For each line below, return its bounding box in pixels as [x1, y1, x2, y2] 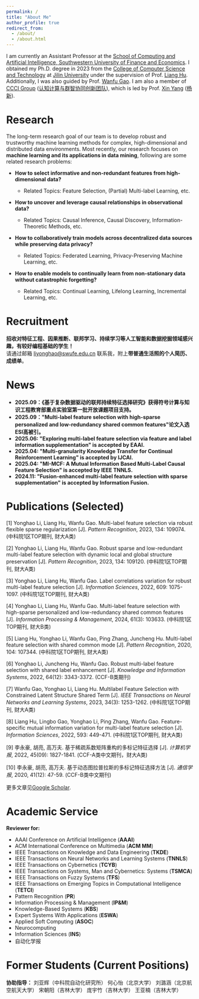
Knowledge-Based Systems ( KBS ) [14, 905, 99, 912]
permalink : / [6, 8, 38, 15]
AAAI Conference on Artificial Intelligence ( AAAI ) [14, 836, 135, 843]
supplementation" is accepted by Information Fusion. [14, 479, 149, 486]
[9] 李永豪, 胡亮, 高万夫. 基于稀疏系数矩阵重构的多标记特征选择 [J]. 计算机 [6, 744, 185, 751]
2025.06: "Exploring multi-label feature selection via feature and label [14, 435, 192, 442]
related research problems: [6, 158, 72, 165]
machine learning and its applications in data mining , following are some [6, 152, 187, 159]
